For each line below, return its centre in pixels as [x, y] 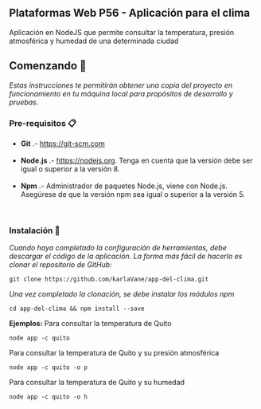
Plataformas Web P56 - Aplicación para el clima [129, 13]
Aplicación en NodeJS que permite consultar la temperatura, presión [122, 32]
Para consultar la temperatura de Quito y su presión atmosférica [114, 353]
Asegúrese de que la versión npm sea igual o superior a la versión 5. [133, 194]
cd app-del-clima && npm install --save [77, 309]
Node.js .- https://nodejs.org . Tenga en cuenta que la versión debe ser [136, 160]
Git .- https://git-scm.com [63, 144]
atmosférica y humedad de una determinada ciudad [94, 41]
